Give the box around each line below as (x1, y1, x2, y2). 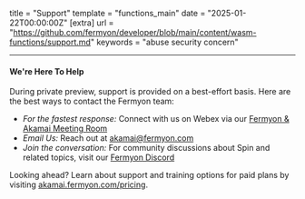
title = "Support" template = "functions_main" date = (9, 8, 206, 18)
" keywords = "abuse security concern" (90, 36, 239, 47)
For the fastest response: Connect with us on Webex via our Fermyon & (22, 114, 290, 124)
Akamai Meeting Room (22, 123, 108, 134)
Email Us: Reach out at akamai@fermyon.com (22, 133, 194, 144)
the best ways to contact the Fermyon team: (9, 95, 174, 107)
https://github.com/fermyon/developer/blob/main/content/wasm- (13, 27, 257, 37)
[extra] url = (69, 17, 114, 28)
